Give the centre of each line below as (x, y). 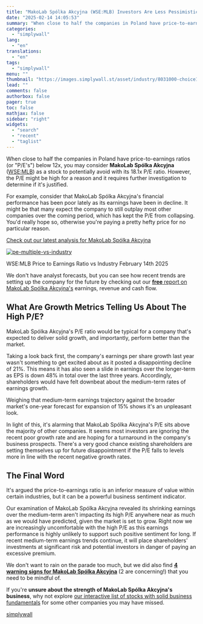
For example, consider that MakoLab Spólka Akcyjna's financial (85, 196)
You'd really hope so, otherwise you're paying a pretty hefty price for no (96, 222)
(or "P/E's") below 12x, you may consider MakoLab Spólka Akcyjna (90, 165)
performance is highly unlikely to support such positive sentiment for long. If (101, 534)
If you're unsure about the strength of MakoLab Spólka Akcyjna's (89, 590)
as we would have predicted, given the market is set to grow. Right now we (99, 521)
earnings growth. (27, 388)
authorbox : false (28, 96)
